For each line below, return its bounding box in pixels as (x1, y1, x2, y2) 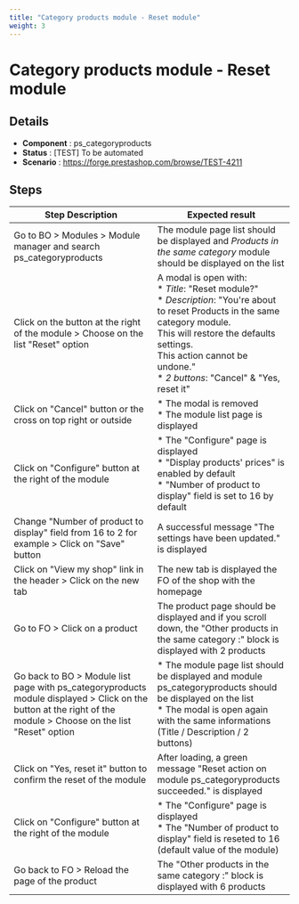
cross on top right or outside (13, 414, 133, 427)
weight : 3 (9, 21, 46, 30)
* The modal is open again (157, 704, 269, 716)
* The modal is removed (157, 397, 259, 410)
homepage (157, 585, 203, 598)
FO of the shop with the (157, 574, 255, 587)
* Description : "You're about (157, 294, 277, 306)
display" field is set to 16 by (157, 490, 274, 502)
